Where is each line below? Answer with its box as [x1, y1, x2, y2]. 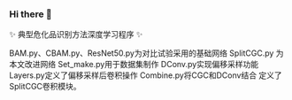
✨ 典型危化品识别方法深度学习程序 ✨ [9, 29, 143, 40]
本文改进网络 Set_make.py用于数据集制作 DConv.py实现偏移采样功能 [9, 59, 259, 70]
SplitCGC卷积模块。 [9, 81, 81, 92]
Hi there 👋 [9, 8, 53, 20]
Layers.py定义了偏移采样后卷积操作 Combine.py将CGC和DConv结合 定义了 [9, 70, 283, 81]
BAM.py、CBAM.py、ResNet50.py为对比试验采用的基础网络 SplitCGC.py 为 [9, 48, 285, 58]
